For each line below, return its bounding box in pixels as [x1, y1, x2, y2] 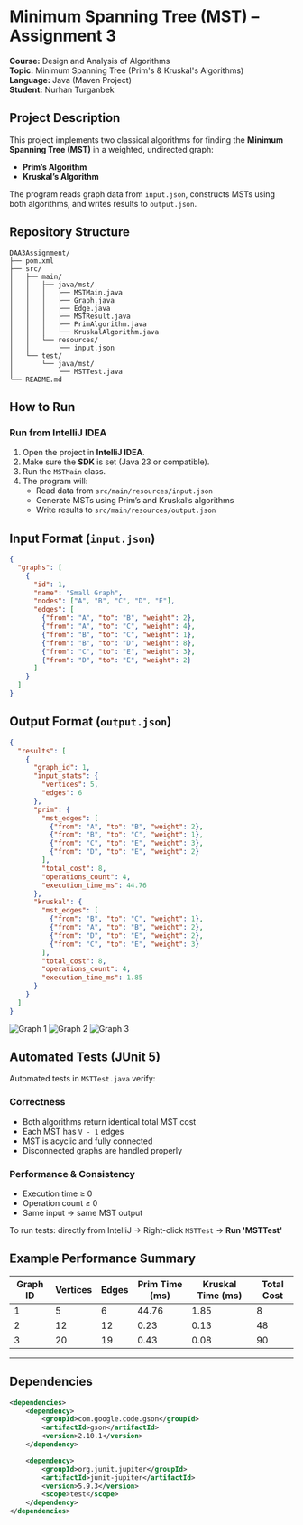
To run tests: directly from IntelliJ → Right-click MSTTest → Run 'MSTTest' [9, 1225, 282, 1236]
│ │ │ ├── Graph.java [9, 295, 115, 304]
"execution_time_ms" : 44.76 [41, 881, 147, 890]
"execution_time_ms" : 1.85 [41, 973, 143, 982]
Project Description [9, 110, 121, 126]
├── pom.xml [9, 256, 54, 266]
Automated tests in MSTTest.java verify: [9, 1073, 156, 1084]
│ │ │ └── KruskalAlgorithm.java [9, 327, 160, 336]
